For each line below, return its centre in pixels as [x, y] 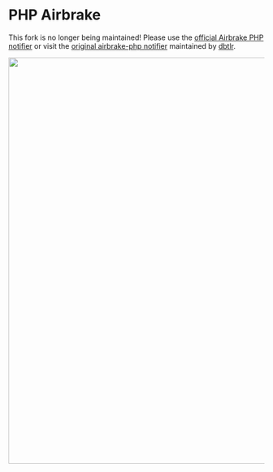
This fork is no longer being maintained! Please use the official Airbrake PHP [136, 37]
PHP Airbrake [55, 15]
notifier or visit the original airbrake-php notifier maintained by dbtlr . [122, 45]
